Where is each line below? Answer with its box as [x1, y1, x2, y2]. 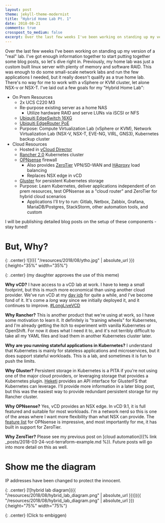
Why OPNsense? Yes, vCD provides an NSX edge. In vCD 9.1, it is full [5, 403, 146, 409]
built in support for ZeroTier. [5, 424, 62, 430]
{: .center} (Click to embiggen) [5, 512, 67, 518]
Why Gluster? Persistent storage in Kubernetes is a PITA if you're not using [5, 367, 158, 374]
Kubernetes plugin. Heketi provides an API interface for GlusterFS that [5, 378, 147, 384]
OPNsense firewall [19, 157, 57, 163]
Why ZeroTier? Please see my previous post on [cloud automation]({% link [5, 434, 157, 439]
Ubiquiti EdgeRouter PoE [19, 120, 70, 126]
